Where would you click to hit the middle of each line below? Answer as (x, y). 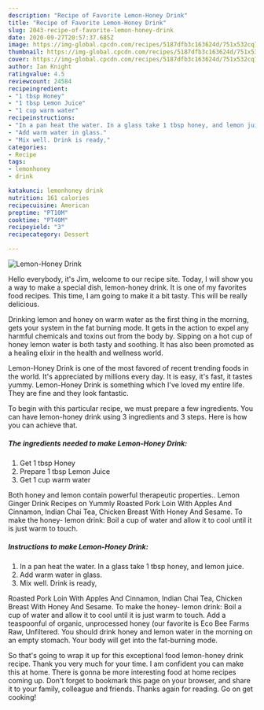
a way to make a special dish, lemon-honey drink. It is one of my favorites (127, 287)
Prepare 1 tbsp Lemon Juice (65, 471)
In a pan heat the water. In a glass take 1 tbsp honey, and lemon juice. (132, 566)
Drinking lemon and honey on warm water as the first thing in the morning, (128, 319)
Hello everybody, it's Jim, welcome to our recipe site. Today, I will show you (131, 279)
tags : (17, 162)
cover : (19, 60)
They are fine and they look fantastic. (68, 393)
